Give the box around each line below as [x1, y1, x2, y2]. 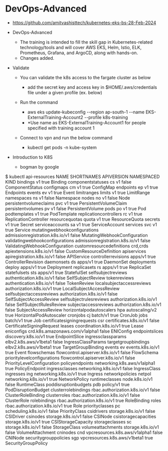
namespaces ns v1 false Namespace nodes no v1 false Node [5, 195, 130, 201]
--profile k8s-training [84, 114, 128, 120]
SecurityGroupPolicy [5, 440, 48, 446]
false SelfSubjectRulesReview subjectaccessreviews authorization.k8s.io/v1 [5, 302, 161, 308]
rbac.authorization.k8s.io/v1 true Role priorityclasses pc [5, 402, 120, 409]
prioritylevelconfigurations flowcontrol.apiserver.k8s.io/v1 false [5, 355, 135, 361]
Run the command [20, 99, 58, 105]
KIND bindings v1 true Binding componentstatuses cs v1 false [5, 179, 132, 185]
